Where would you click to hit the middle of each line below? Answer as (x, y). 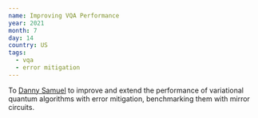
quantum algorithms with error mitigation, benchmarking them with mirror (129, 98)
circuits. (21, 107)
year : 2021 (26, 23)
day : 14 (21, 38)
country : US (28, 45)
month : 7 (23, 30)
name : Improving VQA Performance (64, 16)
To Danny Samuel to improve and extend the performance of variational (126, 90)
